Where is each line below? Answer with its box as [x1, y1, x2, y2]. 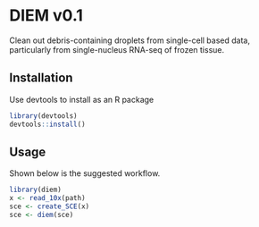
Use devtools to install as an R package [9, 94, 155, 105]
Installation [9, 71, 73, 86]
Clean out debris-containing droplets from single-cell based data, [9, 35, 250, 46]
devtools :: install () [9, 120, 87, 129]
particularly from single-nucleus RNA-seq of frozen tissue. [9, 44, 225, 55]
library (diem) [9, 185, 63, 195]
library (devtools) [9, 111, 78, 121]
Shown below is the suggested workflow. [9, 168, 161, 179]
